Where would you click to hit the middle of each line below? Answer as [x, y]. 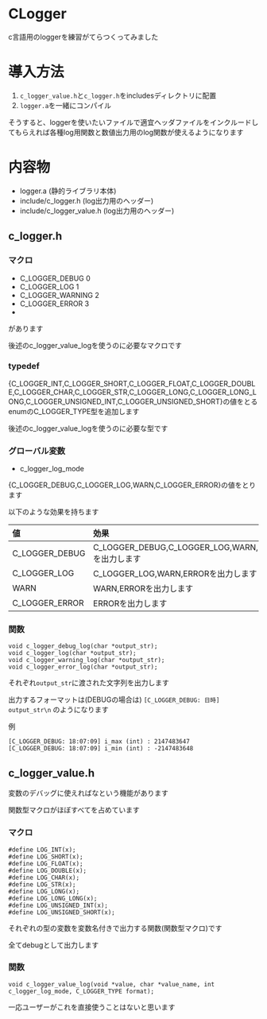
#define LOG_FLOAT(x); [46, 863]
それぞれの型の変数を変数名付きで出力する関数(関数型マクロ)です [115, 928]
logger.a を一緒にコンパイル [66, 105]
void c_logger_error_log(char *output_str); [83, 667]
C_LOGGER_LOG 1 [49, 286]
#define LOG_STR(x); [43, 884]
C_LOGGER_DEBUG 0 [55, 278]
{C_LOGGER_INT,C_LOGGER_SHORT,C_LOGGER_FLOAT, [100, 383]
